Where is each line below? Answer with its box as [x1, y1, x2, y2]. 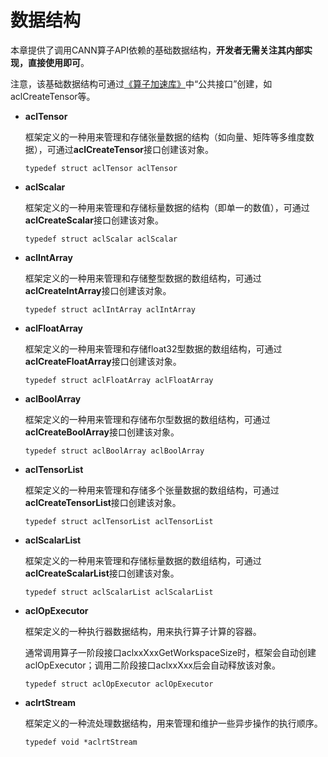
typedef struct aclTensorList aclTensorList [24, 516, 214, 526]
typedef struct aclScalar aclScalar [24, 234, 178, 244]
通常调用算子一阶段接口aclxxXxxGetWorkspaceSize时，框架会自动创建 [24, 646, 317, 658]
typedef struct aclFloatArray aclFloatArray [24, 375, 214, 385]
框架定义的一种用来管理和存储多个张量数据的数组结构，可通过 [24, 484, 280, 496]
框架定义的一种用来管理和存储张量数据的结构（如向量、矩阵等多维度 [24, 131, 306, 143]
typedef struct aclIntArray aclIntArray [24, 304, 196, 315]
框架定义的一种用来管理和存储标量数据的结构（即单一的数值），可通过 [24, 201, 310, 213]
